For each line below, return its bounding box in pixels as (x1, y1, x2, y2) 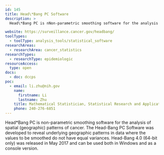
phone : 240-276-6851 (14, 106, 56, 111)
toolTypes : (5, 34, 27, 39)
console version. (5, 145, 39, 151)
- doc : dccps (9, 75, 36, 80)
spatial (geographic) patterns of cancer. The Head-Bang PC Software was (5, 125, 154, 130)
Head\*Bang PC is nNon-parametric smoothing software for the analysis (9, 20, 159, 26)
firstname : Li (18, 93, 47, 98)
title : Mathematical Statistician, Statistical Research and (14, 102, 141, 107)
